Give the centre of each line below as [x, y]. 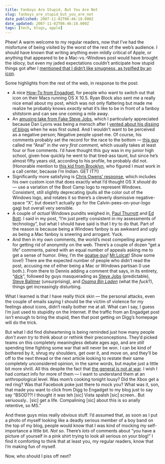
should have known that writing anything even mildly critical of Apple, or [78, 53]
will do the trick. [21, 323]
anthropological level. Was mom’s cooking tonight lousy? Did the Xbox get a [82, 379]
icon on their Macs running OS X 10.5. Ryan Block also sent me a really [84, 98]
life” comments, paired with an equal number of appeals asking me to [83, 250]
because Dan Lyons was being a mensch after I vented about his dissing [85, 124]
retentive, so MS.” [23, 406]
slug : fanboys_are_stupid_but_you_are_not [49, 14]
